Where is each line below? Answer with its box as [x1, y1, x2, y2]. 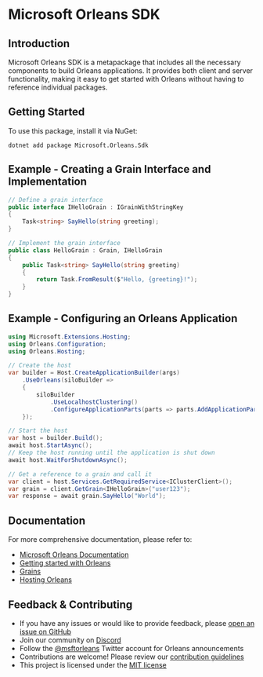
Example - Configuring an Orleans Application [8, 312, 238, 325]
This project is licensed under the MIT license [19, 660, 167, 669]
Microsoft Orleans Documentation [19, 550, 129, 559]
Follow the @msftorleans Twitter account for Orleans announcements [19, 643, 244, 653]
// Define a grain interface [8, 196, 103, 203]
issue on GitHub [19, 627, 72, 636]
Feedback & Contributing [8, 598, 133, 611]
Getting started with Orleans [19, 558, 111, 568]
